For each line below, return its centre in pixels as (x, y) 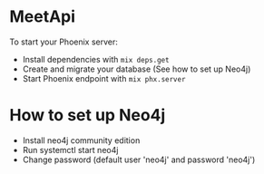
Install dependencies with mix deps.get (96, 59)
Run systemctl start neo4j (70, 150)
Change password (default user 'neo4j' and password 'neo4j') (139, 159)
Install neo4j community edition (81, 140)
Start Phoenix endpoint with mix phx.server (104, 78)
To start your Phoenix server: (64, 42)
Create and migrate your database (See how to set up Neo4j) (137, 69)
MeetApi (42, 17)
